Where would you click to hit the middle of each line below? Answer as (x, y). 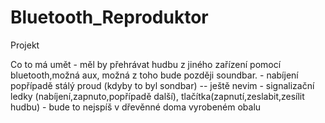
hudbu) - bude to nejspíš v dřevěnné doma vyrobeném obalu (136, 107)
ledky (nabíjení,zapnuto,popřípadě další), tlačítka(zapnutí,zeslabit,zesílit (157, 96)
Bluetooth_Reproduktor (109, 17)
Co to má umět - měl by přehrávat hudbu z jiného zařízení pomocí (146, 64)
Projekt (25, 45)
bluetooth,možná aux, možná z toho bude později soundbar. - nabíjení (154, 75)
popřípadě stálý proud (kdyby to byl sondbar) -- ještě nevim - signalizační (162, 85)
